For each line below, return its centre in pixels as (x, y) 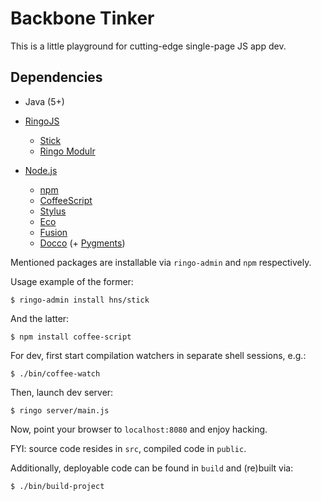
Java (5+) (44, 101)
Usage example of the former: (72, 281)
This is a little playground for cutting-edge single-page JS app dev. (148, 46)
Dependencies (56, 77)
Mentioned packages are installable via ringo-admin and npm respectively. (161, 262)
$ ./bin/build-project (57, 486)
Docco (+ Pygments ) (82, 243)
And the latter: (40, 318)
